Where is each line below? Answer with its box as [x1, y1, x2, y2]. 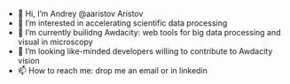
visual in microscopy [17, 36, 93, 47]
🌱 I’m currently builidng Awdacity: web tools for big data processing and [17, 27, 281, 37]
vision [17, 56, 40, 65]
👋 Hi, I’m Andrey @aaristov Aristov [17, 9, 144, 19]
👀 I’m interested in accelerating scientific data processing [17, 18, 228, 28]
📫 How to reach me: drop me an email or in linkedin [17, 65, 208, 75]
